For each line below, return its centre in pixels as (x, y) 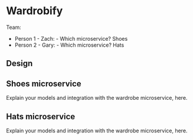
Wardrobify (35, 11)
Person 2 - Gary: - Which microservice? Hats (69, 45)
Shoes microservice (44, 84)
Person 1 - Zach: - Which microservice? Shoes (71, 38)
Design (19, 64)
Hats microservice (41, 116)
